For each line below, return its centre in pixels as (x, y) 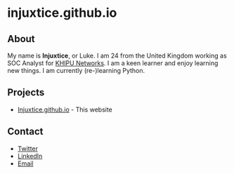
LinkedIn (30, 156)
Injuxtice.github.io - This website (65, 109)
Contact (25, 132)
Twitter (28, 148)
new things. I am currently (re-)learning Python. (76, 71)
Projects (26, 93)
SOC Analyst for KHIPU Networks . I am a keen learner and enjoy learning (113, 63)
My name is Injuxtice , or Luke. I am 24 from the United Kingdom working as (117, 55)
